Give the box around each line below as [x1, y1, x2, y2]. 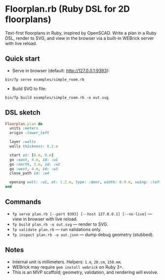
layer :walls [9, 140, 36, 144]
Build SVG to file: [12, 86, 47, 92]
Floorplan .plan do [5, 121, 43, 126]
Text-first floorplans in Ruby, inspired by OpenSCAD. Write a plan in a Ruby [5, 30, 157, 36]
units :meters [9, 126, 38, 131]
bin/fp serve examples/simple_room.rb [5, 77, 84, 82]
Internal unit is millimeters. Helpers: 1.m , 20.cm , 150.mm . [12, 258, 122, 265]
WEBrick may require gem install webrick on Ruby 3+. [12, 264, 124, 270]
